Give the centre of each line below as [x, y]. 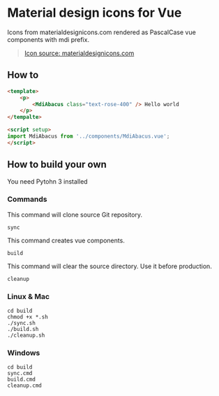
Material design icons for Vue [95, 13]
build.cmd [22, 380]
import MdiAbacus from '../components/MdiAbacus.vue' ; [89, 136]
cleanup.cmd [24, 386]
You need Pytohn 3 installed [48, 181]
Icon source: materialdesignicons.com [79, 53]
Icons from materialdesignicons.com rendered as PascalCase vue [102, 32]
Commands [27, 199]
